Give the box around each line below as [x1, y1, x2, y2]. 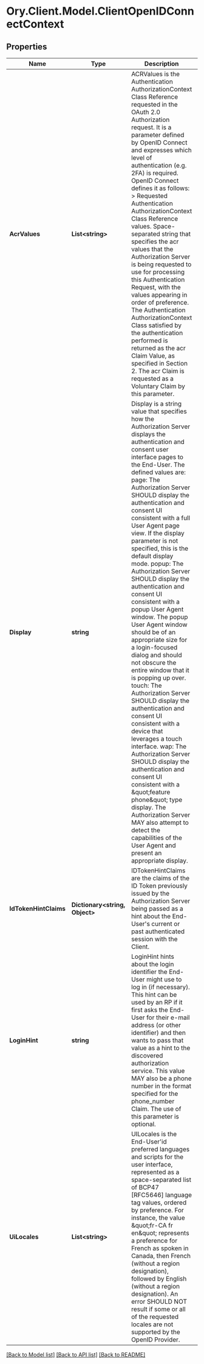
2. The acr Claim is [131, 367, 185, 375]
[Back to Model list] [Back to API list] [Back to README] [6, 1351, 146, 1358]
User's [131, 920, 151, 928]
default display [131, 552, 174, 560]
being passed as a [131, 905, 183, 913]
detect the [131, 826, 161, 834]
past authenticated [131, 927, 185, 936]
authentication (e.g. [131, 161, 187, 169]
